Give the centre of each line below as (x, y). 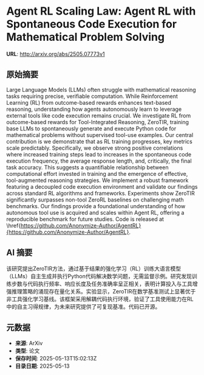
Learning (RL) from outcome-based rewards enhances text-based (89, 102)
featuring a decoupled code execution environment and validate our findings (102, 186)
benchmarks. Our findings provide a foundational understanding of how (96, 206)
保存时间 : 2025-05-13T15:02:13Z (56, 359)
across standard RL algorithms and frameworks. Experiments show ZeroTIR (101, 193)
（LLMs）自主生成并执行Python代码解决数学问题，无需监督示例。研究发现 (99, 276)
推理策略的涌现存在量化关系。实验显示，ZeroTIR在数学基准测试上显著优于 (104, 291)
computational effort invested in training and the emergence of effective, (97, 173)
